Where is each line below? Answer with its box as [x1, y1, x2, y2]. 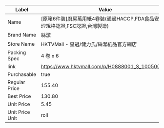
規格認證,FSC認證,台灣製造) [45, 23, 109, 29]
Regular [7, 79, 25, 86]
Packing [7, 49, 26, 55]
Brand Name [7, 32, 37, 38]
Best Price [7, 93, 31, 99]
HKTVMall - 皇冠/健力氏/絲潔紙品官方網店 [41, 41, 137, 48]
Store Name [7, 41, 35, 47]
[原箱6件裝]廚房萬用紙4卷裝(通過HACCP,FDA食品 [41, 16, 155, 22]
